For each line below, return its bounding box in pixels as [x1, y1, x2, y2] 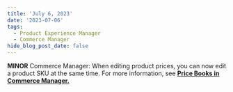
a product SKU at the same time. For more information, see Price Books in [7, 69, 220, 77]
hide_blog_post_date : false [7, 43, 89, 49]
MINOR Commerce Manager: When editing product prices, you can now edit [7, 62, 227, 70]
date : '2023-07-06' [7, 17, 64, 24]
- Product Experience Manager [13, 29, 101, 37]
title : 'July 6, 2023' [7, 10, 73, 17]
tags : [7, 23, 23, 30]
